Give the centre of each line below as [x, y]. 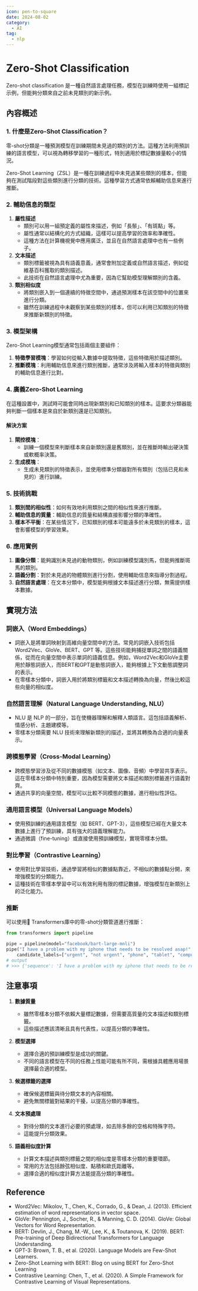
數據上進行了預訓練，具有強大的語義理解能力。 [71, 831]
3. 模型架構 [22, 331]
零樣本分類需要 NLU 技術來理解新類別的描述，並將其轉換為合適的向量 [99, 732]
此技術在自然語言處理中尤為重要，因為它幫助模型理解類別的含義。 [103, 277]
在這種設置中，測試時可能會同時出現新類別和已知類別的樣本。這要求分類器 [96, 403]
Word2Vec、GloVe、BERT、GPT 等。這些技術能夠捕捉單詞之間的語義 [99, 650]
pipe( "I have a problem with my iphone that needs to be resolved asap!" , [100, 949]
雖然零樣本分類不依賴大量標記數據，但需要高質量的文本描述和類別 [103, 1014]
